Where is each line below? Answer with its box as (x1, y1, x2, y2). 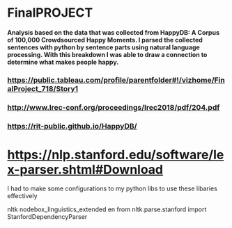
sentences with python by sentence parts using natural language (7, 43, 200, 51)
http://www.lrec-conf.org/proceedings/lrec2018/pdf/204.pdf (7, 102, 220, 112)
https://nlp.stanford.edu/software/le (7, 147, 224, 163)
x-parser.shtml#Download (7, 161, 164, 177)
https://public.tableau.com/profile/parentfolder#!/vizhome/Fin (7, 75, 225, 85)
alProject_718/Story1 (7, 83, 79, 93)
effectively (7, 192, 38, 200)
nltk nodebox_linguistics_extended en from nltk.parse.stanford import (7, 205, 207, 213)
